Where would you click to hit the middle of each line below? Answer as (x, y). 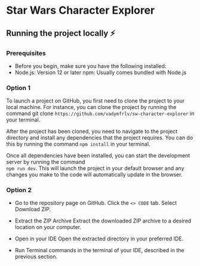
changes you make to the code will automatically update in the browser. (94, 175)
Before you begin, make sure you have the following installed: (90, 66)
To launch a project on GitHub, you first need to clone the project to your (96, 101)
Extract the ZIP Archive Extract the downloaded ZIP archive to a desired (103, 221)
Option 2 (19, 190)
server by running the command (46, 162)
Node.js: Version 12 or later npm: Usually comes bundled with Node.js (101, 72)
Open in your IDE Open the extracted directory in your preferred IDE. (99, 239)
